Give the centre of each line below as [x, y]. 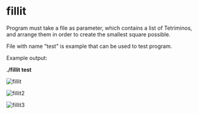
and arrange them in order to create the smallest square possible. [88, 34]
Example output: [27, 58]
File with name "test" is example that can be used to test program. [89, 46]
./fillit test [19, 69]
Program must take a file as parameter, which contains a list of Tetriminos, [99, 28]
